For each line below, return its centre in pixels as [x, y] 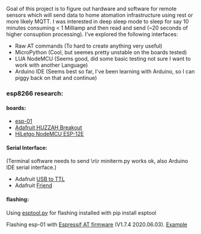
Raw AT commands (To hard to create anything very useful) [88, 46]
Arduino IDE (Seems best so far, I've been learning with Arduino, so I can [105, 71]
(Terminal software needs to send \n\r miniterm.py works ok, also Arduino [97, 161]
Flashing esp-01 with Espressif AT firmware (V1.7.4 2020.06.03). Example [97, 224]
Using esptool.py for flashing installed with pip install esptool [81, 212]
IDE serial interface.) [31, 167]
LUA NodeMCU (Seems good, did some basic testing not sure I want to [103, 59]
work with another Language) [51, 65]
